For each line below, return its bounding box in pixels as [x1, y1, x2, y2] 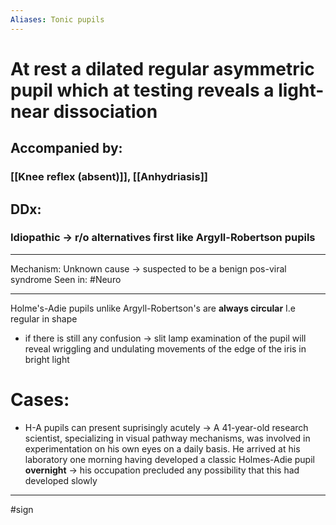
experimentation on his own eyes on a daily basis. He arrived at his [24, 442, 301, 455]
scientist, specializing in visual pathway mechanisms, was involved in [24, 432, 311, 444]
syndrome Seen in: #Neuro [10, 273, 122, 285]
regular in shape [10, 312, 78, 325]
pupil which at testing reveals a [10, 79, 275, 101]
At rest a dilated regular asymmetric [10, 57, 315, 80]
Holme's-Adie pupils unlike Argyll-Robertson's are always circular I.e [10, 302, 297, 314]
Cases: [10, 389, 70, 411]
